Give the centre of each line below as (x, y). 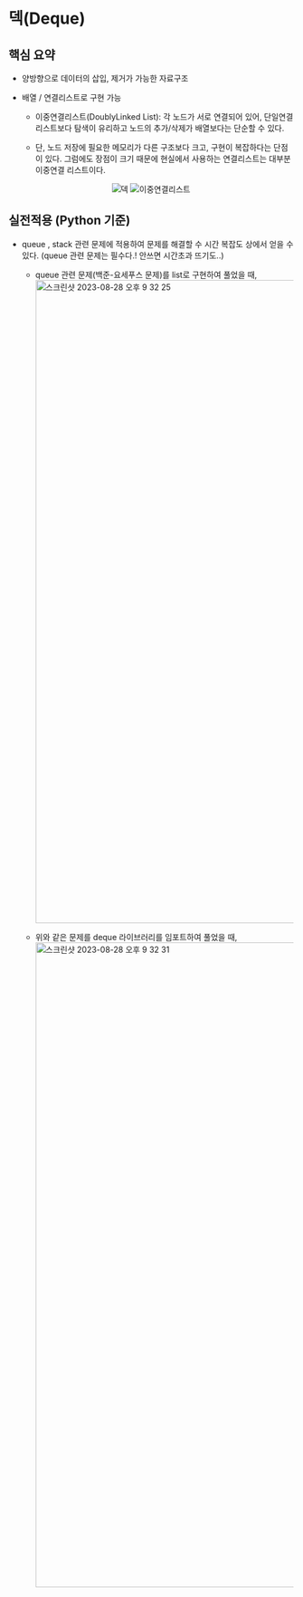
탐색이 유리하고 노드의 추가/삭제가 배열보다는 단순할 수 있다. (179, 128)
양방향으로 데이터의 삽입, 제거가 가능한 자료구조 (105, 78)
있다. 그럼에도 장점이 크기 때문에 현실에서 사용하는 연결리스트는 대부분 (168, 159)
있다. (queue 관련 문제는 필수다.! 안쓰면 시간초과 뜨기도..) (123, 255)
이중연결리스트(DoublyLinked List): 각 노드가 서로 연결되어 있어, (148, 117)
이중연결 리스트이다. (70, 170)
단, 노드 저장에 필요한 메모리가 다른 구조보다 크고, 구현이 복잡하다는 (153, 147)
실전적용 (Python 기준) (70, 221)
